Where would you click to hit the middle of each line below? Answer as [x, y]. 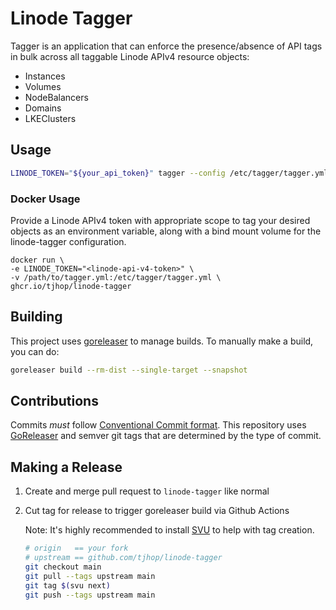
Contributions [54, 401]
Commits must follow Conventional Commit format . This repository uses [158, 425]
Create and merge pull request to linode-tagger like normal [147, 491]
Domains [43, 108]
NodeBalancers [56, 97]
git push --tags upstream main [90, 595]
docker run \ [37, 260]
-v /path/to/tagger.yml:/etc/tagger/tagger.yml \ [116, 277]
